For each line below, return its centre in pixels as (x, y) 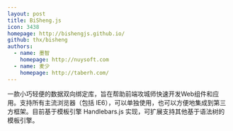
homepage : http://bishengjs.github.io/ (66, 33)
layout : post (27, 14)
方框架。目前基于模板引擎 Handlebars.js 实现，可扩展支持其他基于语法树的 (116, 111)
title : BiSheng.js (34, 20)
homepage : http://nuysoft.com (65, 60)
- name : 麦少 (32, 66)
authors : (20, 46)
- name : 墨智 (32, 54)
